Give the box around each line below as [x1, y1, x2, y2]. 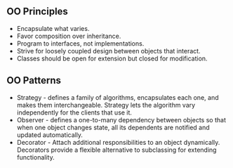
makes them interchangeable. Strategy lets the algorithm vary [16, 101, 196, 109]
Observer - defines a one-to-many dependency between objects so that [16, 115, 226, 124]
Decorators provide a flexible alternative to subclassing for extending [16, 146, 217, 154]
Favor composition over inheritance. [16, 32, 121, 40]
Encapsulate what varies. [16, 24, 90, 32]
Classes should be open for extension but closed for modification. [16, 54, 208, 63]
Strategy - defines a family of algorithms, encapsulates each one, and [16, 93, 219, 101]
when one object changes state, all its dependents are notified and [16, 123, 210, 131]
